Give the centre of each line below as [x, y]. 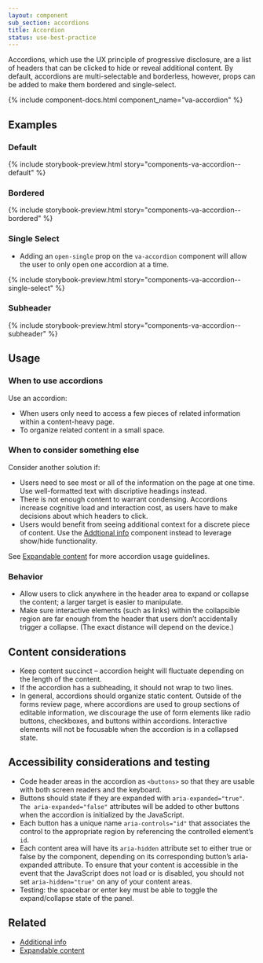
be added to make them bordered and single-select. [92, 85]
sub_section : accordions [49, 23]
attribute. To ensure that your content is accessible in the [146, 865]
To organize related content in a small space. [92, 430]
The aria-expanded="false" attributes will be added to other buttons [129, 806]
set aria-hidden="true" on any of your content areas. [106, 881]
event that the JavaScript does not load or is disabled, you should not [132, 873]
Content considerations [68, 652]
